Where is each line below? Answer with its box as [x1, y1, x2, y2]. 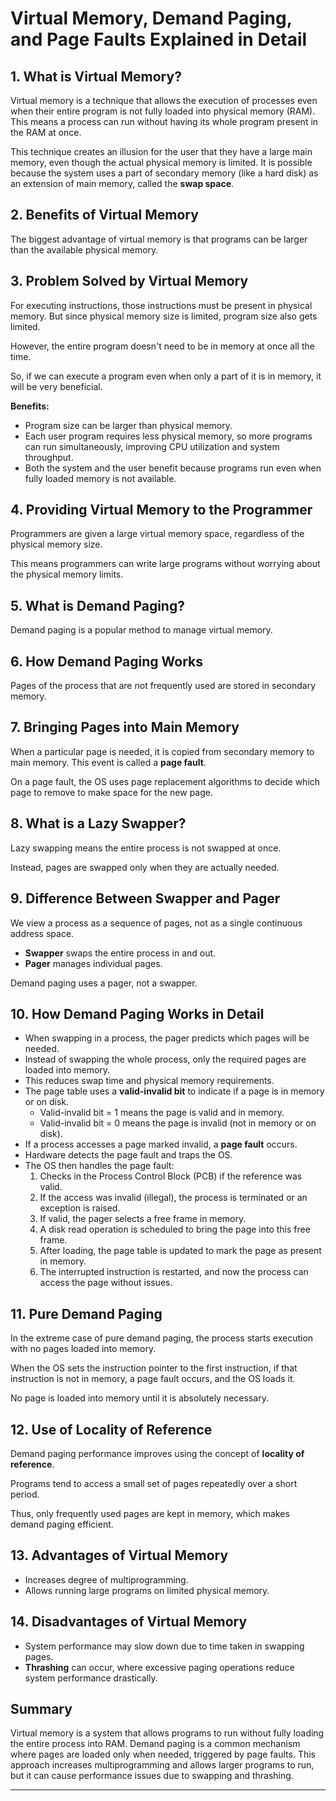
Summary [10, 1700, 73, 1717]
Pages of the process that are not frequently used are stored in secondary [10, 680, 317, 692]
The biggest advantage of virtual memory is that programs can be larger [10, 233, 308, 245]
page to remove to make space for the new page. [10, 786, 213, 798]
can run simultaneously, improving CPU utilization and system [24, 440, 280, 452]
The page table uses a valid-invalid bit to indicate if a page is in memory [24, 1085, 325, 1097]
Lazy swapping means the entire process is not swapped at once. [10, 842, 282, 854]
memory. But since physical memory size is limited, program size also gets [10, 310, 318, 322]
